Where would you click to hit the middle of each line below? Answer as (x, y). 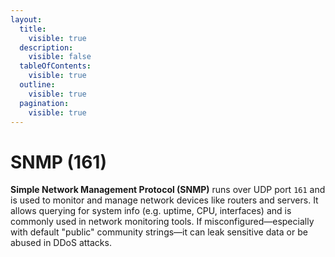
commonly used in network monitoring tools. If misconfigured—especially (162, 222)
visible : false (60, 57)
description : (46, 47)
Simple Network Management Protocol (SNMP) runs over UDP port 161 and (168, 190)
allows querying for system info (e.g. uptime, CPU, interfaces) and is (151, 211)
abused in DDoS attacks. (61, 243)
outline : (37, 85)
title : (33, 29)
